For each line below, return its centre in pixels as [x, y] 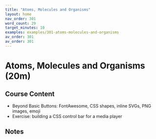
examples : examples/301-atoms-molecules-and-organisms [62, 32]
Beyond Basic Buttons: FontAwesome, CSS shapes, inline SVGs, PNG [82, 106]
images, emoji [26, 111]
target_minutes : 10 [25, 28]
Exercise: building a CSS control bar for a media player [67, 116]
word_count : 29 [21, 23]
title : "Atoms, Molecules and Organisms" [48, 10]
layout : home [18, 14]
